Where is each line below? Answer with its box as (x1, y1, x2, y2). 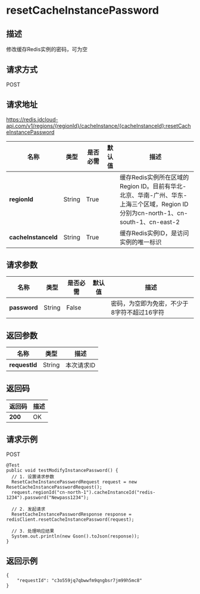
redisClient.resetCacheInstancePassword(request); (6, 516, 135, 523)
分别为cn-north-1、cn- (120, 209, 189, 217)
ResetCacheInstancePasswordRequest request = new (11, 479, 137, 485)
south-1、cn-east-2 (120, 218, 180, 226)
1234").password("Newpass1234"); (6, 495, 89, 501)
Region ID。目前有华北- (120, 182, 186, 190)
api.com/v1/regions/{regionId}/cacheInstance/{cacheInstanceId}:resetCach (6, 122, 192, 129)
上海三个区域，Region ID (120, 200, 189, 208)
